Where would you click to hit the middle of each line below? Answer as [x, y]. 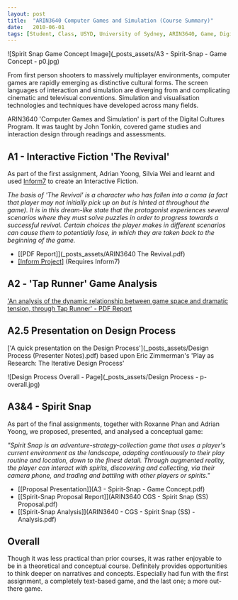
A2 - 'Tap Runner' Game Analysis [83, 284]
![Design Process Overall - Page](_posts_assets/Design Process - [103, 376]
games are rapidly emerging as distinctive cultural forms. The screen [108, 83]
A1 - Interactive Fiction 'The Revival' [89, 157]
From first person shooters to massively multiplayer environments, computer [119, 75]
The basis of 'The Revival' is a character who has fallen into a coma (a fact [118, 195]
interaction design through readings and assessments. [87, 134]
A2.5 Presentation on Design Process [91, 331]
